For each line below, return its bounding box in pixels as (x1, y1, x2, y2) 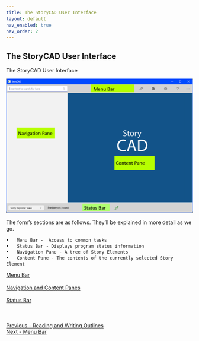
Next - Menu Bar (6, 329, 47, 336)
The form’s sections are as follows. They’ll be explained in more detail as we (6, 219, 192, 226)
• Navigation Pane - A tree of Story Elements (6, 250, 129, 255)
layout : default (6, 15, 46, 22)
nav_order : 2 (6, 29, 38, 34)
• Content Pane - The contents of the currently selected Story (6, 255, 174, 261)
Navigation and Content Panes (6, 284, 81, 291)
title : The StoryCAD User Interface (6, 10, 97, 15)
